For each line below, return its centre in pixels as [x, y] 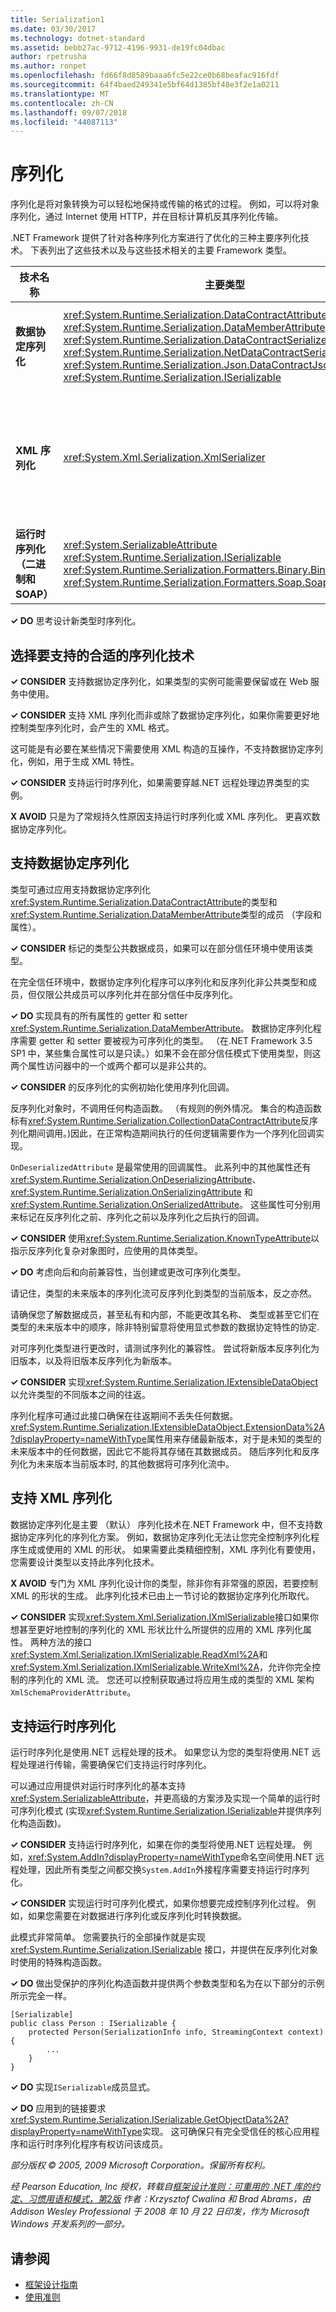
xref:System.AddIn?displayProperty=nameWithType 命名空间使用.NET [170, 1857]
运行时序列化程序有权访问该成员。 [97, 2144]
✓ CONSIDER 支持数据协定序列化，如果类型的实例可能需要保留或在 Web [159, 681]
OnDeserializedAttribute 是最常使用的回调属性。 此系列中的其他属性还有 [161, 1167]
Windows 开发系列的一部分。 [70, 2224]
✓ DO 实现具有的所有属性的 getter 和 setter [99, 1015]
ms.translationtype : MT [60, 94]
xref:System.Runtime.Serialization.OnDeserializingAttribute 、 [136, 1179]
